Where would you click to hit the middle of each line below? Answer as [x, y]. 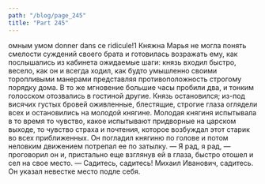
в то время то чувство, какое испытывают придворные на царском [122, 121]
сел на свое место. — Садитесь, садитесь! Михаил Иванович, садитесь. [131, 163]
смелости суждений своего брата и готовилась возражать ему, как [123, 54]
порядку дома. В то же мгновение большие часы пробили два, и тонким [131, 87]
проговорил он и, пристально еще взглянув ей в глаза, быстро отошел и [131, 154]
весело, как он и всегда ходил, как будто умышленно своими [113, 70]
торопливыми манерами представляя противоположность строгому [125, 79]
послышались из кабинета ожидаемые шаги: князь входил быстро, [122, 62]
